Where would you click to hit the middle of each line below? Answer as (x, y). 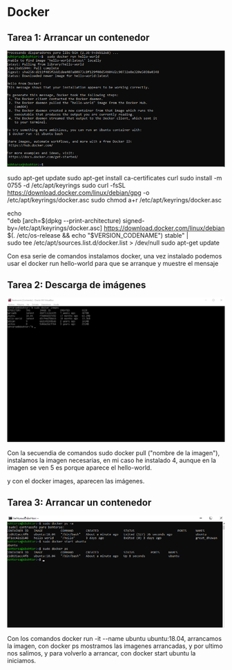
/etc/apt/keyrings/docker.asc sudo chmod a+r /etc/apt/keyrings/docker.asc (115, 200)
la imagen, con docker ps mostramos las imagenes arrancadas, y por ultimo (115, 646)
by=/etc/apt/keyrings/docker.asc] (55, 228)
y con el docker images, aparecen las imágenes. (76, 481)
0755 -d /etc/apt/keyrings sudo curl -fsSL (66, 185)
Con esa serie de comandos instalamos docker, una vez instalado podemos (115, 256)
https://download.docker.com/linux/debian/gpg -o (78, 192)
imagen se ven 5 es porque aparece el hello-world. (79, 468)
